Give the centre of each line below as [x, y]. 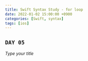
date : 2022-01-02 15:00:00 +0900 [39, 14]
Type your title [19, 54]
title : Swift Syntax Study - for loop [44, 10]
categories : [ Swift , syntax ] [34, 19]
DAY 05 [15, 42]
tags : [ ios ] [17, 23]
